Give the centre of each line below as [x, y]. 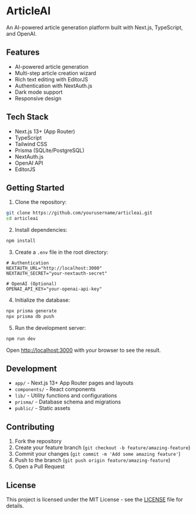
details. [15, 506]
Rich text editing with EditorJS [51, 79]
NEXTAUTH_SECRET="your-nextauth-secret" [57, 273]
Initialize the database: [42, 300]
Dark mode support [39, 92]
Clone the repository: [41, 202]
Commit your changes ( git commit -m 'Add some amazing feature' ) [98, 454]
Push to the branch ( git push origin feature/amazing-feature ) [92, 460]
